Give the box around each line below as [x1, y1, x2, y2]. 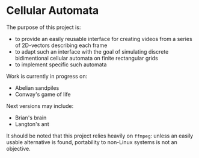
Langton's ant [14, 120, 49, 127]
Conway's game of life [14, 90, 71, 98]
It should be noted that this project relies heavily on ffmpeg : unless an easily [6, 132, 194, 139]
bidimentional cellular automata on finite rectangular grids [14, 54, 158, 62]
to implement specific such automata [14, 61, 107, 68]
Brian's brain [14, 114, 47, 121]
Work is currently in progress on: [6, 72, 88, 80]
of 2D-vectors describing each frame [14, 42, 108, 49]
